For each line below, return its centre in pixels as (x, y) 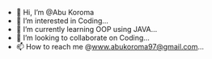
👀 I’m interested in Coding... (62, 21)
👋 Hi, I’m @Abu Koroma (55, 12)
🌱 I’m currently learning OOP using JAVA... (87, 29)
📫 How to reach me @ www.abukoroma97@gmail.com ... (110, 47)
